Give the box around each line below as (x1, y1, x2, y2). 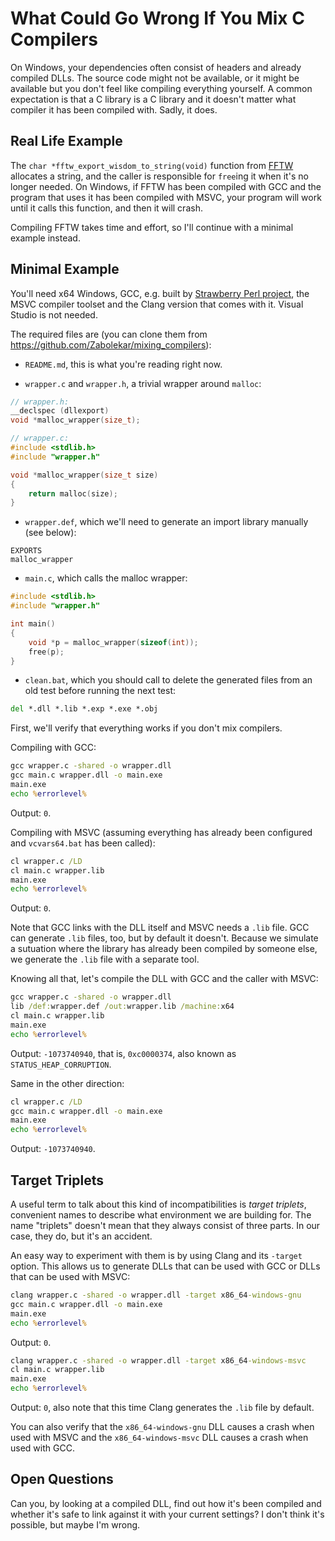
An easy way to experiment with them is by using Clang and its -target (10, 1250, 303, 1261)
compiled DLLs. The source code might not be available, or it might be (10, 72, 300, 84)
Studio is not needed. (10, 308, 98, 321)
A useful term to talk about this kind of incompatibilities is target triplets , (10, 1198, 307, 1210)
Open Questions (10, 1471, 114, 1488)
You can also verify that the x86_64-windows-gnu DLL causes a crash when (10, 1421, 315, 1432)
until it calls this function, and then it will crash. (10, 202, 203, 214)
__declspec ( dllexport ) (10, 406, 110, 416)
